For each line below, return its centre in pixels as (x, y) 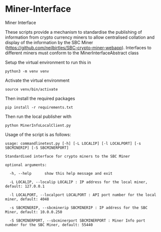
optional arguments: (26, 165)
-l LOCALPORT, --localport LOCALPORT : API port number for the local (83, 195)
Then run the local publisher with (38, 116)
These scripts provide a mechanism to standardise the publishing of (74, 32)
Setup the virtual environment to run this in (48, 62)
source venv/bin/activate (31, 89)
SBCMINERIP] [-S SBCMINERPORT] (37, 148)
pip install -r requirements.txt (39, 107)
